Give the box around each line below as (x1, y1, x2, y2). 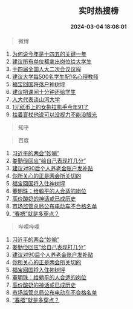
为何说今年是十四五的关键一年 (11, 50, 86, 58)
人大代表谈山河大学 (11, 96, 60, 103)
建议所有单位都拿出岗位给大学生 (11, 58, 92, 65)
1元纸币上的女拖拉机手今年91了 (11, 103, 89, 110)
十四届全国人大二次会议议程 (11, 65, 82, 73)
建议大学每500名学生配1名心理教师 (11, 73, 99, 80)
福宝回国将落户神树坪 (11, 81, 65, 88)
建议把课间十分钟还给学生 (11, 88, 76, 95)
